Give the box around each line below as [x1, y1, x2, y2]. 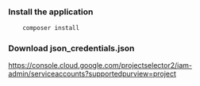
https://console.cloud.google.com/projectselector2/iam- [8, 61, 193, 70]
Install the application [8, 6, 94, 17]
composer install [22, 24, 80, 32]
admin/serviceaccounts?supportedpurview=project [8, 69, 177, 79]
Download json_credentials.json [8, 43, 135, 54]
